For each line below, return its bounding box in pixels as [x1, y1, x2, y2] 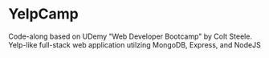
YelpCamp [8, 5, 79, 23]
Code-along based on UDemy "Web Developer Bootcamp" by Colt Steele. [8, 31, 253, 41]
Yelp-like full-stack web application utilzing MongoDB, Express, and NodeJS [8, 39, 261, 49]
